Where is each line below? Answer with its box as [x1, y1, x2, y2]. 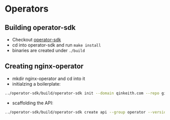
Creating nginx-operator [5, 62, 84, 71]
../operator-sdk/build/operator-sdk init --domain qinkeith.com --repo [5, 91, 159, 96]
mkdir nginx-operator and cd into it [12, 75, 85, 82]
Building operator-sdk [5, 23, 76, 32]
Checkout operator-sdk [12, 36, 61, 43]
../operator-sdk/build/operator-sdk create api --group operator [5, 109, 146, 114]
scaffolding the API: [12, 100, 54, 106]
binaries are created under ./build [12, 48, 85, 53]
